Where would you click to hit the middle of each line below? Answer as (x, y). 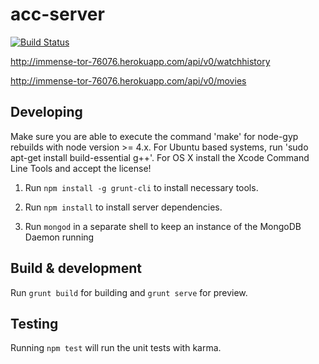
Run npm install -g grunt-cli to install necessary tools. (141, 187)
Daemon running (59, 237)
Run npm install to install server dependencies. (123, 207)
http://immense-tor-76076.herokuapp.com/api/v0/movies (128, 80)
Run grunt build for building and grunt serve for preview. (129, 292)
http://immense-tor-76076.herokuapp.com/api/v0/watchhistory (140, 61)
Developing (46, 112)
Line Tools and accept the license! (81, 168)
